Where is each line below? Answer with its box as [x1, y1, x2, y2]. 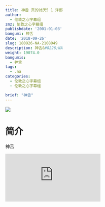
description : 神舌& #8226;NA [5, 45, 63, 50]
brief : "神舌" [5, 92, 34, 97]
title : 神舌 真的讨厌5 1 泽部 [5, 7, 63, 13]
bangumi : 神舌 [5, 31, 34, 36]
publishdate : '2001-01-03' [5, 27, 62, 32]
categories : [5, 74, 30, 79]
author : [5, 12, 22, 17]
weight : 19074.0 [5, 50, 40, 55]
